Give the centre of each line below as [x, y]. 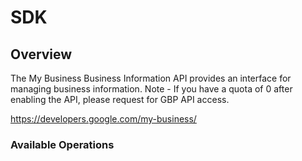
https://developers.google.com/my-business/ [103, 119]
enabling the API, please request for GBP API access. [120, 99]
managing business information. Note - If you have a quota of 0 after [151, 89]
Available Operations [62, 144]
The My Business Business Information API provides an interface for [151, 78]
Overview [41, 54]
